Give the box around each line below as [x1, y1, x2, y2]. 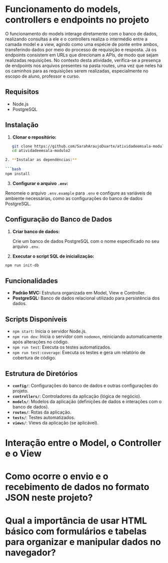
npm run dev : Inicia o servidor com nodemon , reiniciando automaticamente [12, 333, 162, 339]
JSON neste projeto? [5, 492, 93, 503]
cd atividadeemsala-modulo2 [11, 148, 70, 153]
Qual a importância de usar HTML [5, 515, 147, 526]
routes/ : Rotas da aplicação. [12, 409, 71, 415]
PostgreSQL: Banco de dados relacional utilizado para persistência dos [12, 295, 160, 301]
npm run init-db [5, 262, 39, 268]
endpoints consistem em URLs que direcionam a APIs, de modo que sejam [5, 51, 159, 58]
